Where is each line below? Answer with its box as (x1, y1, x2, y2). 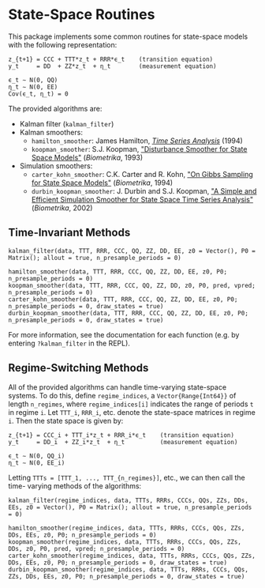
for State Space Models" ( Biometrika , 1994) (31, 178, 174, 187)
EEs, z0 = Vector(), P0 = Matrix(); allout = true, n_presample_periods (8, 503, 252, 511)
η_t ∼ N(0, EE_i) (8, 458, 65, 467)
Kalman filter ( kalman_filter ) (19, 119, 114, 128)
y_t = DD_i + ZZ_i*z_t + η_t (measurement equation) (8, 438, 238, 446)
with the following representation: (8, 40, 118, 49)
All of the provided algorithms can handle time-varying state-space (8, 382, 227, 392)
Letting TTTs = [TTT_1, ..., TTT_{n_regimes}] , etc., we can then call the (8, 473, 246, 482)
